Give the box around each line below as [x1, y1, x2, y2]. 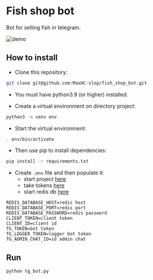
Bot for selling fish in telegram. [6, 24, 81, 31]
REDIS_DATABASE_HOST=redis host [6, 200, 86, 206]
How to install [6, 52, 58, 63]
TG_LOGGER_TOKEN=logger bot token [6, 231, 92, 237]
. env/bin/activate [6, 136, 55, 142]
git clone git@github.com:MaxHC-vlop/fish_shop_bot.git [6, 80, 147, 86]
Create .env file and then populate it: [14, 169, 104, 176]
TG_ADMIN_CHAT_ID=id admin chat [6, 237, 86, 242]
